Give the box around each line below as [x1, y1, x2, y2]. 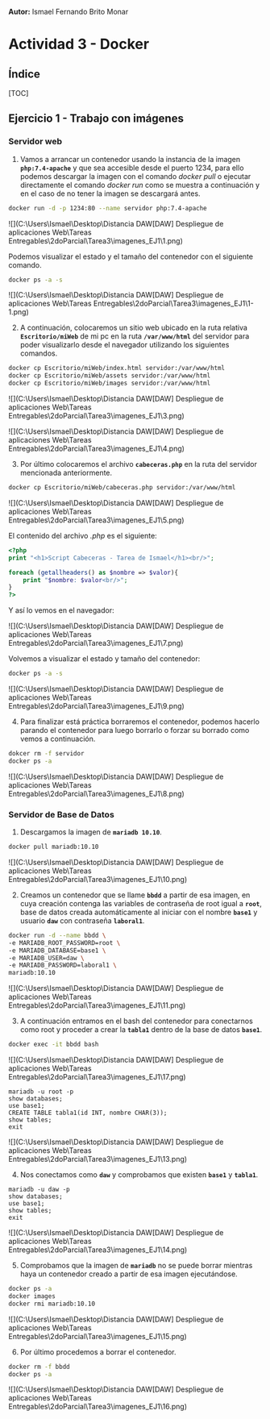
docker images [8, 1292, 56, 1300]
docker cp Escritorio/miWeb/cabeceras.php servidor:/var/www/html [8, 484, 236, 492]
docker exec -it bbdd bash [8, 1040, 99, 1049]
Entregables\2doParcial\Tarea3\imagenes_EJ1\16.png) [8, 1402, 188, 1412]
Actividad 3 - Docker [8, 35, 150, 53]
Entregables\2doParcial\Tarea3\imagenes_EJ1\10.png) [8, 874, 188, 884]
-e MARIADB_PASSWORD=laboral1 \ [8, 961, 117, 970]
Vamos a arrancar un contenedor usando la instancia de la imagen [19, 154, 241, 164]
